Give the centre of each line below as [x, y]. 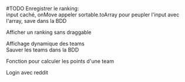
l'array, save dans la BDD [36, 21]
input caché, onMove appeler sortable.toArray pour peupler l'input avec [93, 15]
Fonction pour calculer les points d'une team [60, 61]
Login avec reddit [27, 72]
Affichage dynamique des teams [46, 44]
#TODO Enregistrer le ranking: [43, 8]
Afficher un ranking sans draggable [49, 32]
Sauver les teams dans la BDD [43, 50]
